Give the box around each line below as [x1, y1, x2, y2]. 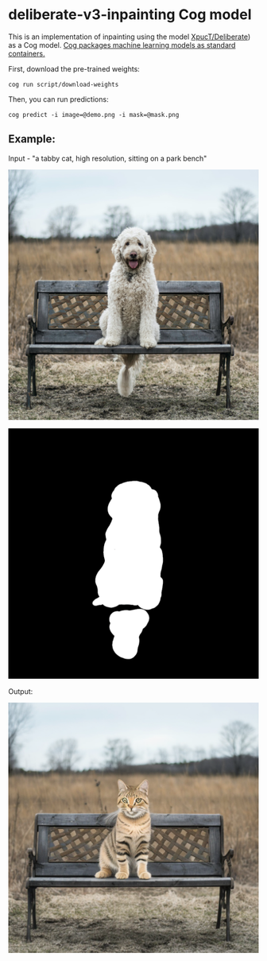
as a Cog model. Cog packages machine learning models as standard [8, 40, 236, 49]
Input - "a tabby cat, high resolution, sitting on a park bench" [8, 153, 207, 163]
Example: [8, 133, 56, 146]
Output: [8, 686, 33, 696]
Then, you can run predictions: [8, 94, 109, 104]
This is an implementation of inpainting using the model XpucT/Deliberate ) [8, 32, 251, 41]
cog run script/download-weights [8, 80, 119, 88]
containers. [8, 48, 45, 58]
